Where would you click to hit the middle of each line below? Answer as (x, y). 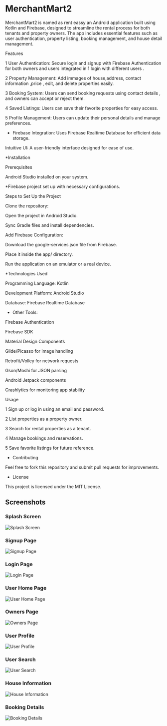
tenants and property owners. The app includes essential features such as (82, 33)
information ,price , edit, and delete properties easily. (60, 83)
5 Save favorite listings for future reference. (50, 448)
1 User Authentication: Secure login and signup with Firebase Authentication (83, 63)
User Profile (20, 636)
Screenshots (25, 502)
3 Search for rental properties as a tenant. (48, 428)
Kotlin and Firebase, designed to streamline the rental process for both (78, 27)
